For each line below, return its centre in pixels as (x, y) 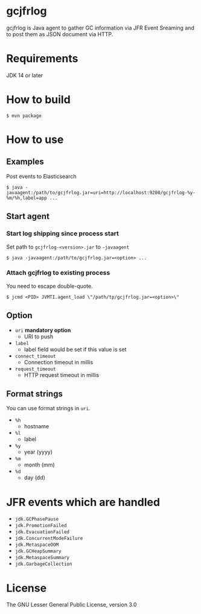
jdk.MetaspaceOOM (37, 545)
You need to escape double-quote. (49, 286)
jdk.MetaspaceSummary (42, 558)
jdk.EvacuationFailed (42, 532)
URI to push (39, 337)
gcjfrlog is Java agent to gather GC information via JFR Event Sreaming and (100, 28)
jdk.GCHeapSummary (38, 551)
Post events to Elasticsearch (41, 176)
